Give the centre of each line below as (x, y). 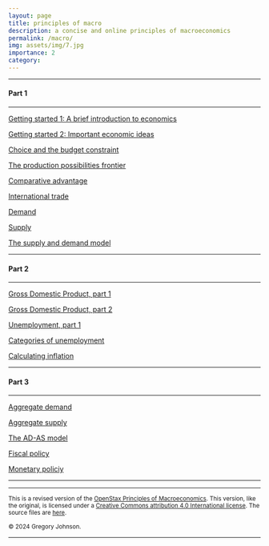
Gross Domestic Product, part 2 (60, 310)
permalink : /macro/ (41, 38)
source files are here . (38, 513)
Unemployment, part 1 (45, 325)
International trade (39, 196)
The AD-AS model (38, 438)
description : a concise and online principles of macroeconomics (119, 30)
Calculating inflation (41, 356)
